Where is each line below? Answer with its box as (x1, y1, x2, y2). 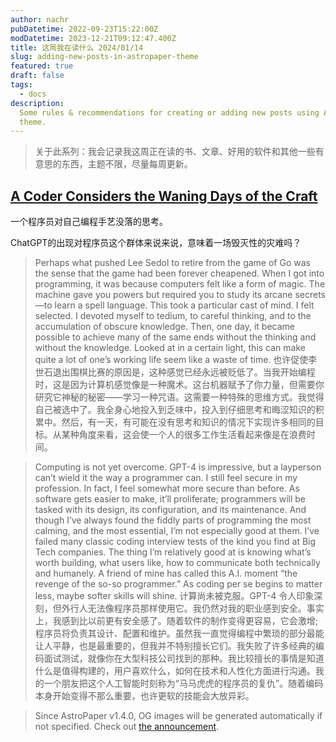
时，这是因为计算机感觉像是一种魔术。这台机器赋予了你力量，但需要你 (34, 379, 325, 391)
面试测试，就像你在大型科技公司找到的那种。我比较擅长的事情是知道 (43, 652, 325, 665)
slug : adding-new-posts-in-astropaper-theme (10, 52, 199, 62)
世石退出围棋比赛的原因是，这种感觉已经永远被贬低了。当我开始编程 (34, 366, 316, 378)
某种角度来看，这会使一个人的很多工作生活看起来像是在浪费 (61, 429, 307, 441)
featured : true (10, 61, 74, 71)
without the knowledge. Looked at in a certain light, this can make (34, 342, 306, 354)
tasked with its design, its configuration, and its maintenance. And (34, 504, 307, 516)
